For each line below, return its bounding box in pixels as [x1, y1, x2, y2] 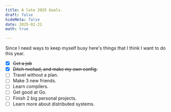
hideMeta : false [5, 17, 40, 22]
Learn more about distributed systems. [12, 101, 95, 107]
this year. [5, 51, 25, 57]
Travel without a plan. [12, 72, 58, 78]
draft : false [5, 12, 33, 17]
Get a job [12, 60, 32, 66]
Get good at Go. [12, 89, 47, 95]
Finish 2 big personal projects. [12, 95, 77, 101]
